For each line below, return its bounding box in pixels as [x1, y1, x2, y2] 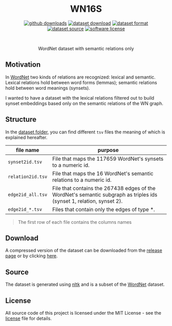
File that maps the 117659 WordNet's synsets [52, 155, 164, 162]
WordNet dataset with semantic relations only [38, 45, 134, 51]
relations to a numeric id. [52, 176, 112, 183]
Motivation [5, 60, 41, 69]
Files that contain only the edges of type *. [52, 206, 155, 213]
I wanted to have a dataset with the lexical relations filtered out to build [5, 94, 155, 101]
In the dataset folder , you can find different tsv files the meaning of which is [5, 129, 165, 135]
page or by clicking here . [5, 253, 58, 259]
